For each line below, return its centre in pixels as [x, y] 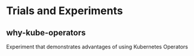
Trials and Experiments [65, 11]
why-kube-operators [46, 33]
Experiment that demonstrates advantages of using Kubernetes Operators [97, 47]
